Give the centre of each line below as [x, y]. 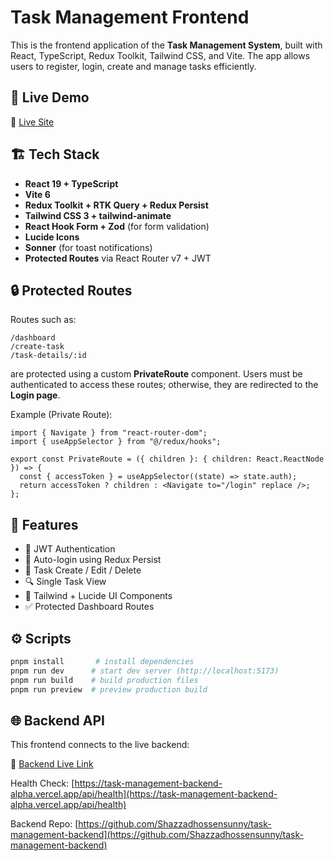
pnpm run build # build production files [104, 680]
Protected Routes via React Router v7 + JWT [118, 258]
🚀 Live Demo [50, 97]
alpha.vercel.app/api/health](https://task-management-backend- [144, 794]
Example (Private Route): [61, 415]
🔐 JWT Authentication [70, 549]
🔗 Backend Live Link [52, 764]
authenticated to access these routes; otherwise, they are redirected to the [164, 385]
